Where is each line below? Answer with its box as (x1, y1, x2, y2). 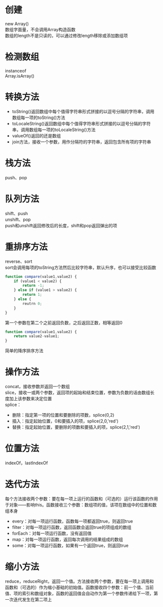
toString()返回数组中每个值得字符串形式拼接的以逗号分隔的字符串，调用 (12, 108, 155, 114)
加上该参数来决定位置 (9, 396, 52, 402)
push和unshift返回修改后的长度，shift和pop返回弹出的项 (5, 222, 117, 228)
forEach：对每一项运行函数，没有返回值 (12, 530, 92, 536)
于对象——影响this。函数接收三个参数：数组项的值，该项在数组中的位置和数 (5, 502, 157, 507)
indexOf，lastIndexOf (5, 460, 48, 466)
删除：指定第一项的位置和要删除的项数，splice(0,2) (12, 412, 114, 418)
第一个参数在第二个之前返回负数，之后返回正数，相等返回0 (5, 320, 123, 325)
